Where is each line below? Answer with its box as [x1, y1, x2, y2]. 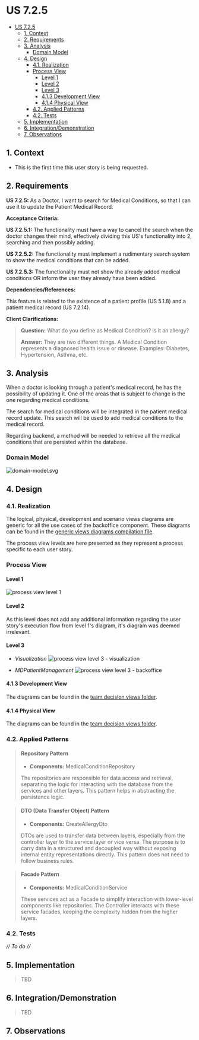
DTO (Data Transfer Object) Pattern [20, 807, 110, 815]
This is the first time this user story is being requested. [14, 164, 149, 171]
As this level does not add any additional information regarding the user [6, 615, 181, 623]
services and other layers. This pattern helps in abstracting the [20, 787, 175, 794]
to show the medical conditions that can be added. [6, 256, 131, 263]
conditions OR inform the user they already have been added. [6, 274, 157, 281]
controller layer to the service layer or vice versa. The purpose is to [20, 838, 185, 845]
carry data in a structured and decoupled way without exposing [20, 844, 176, 852]
